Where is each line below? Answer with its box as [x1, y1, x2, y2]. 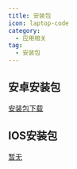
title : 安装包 [8, 11, 52, 20]
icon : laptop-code [8, 19, 69, 27]
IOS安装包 [8, 129, 58, 143]
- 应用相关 [15, 34, 47, 42]
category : [8, 26, 41, 34]
